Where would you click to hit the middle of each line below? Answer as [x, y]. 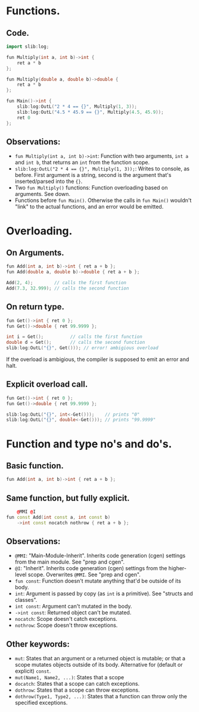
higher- [177, 568]
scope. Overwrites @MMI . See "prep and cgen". [84, 575]
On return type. [35, 307]
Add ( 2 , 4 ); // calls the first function [66, 283]
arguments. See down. [42, 194]
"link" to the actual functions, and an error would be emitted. [89, 207]
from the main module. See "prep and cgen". [70, 562]
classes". [26, 600]
